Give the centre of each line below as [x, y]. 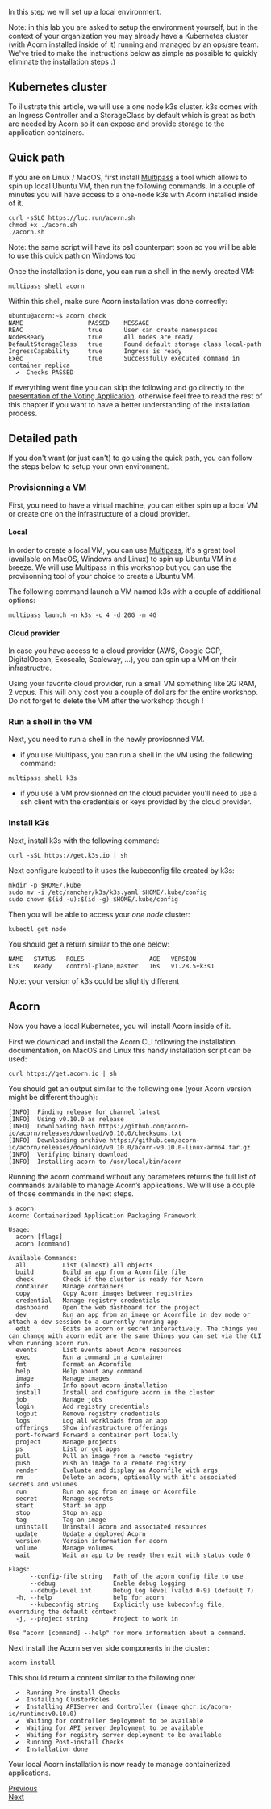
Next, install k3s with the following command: [84, 841]
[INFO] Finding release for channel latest [84, 1112]
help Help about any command [79, 1371]
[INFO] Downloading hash [52, 1126]
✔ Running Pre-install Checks [68, 1693]
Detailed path [43, 439]
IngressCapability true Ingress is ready [95, 351]
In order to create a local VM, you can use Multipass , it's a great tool [122, 550]
